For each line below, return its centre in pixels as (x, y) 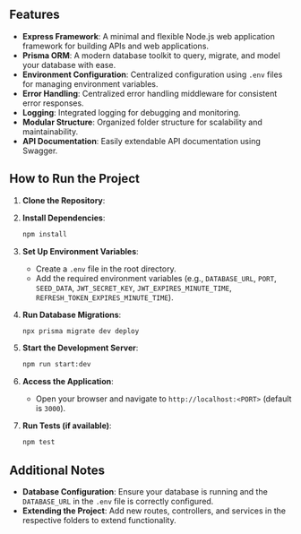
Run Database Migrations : (72, 314)
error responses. (53, 103)
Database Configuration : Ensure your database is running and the (145, 491)
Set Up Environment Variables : (80, 251)
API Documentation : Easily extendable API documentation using (142, 141)
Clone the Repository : (64, 200)
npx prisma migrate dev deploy (81, 331)
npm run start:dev (56, 365)
